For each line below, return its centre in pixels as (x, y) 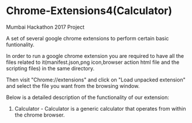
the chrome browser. (40, 115)
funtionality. (20, 45)
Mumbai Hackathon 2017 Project (45, 27)
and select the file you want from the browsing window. (73, 86)
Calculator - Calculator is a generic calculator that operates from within (100, 108)
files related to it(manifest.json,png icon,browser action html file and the (93, 62)
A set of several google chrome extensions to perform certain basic (88, 38)
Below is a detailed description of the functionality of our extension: (88, 97)
